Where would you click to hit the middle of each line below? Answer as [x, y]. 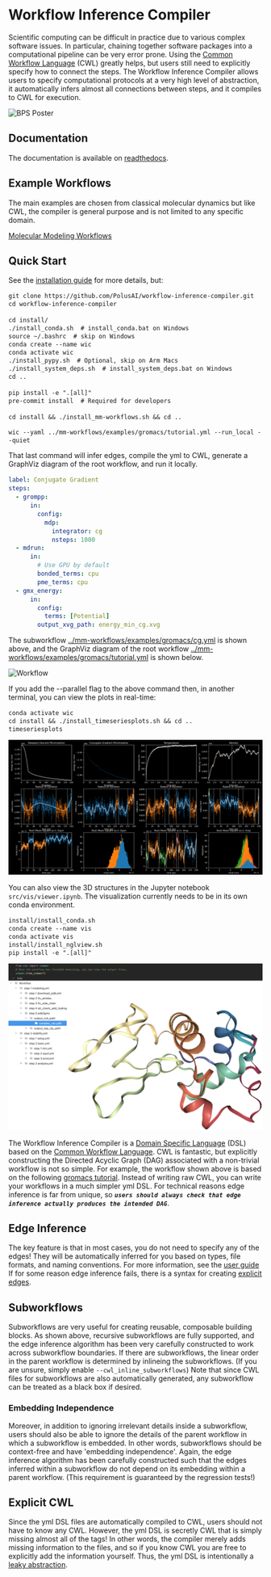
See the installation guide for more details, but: [86, 280]
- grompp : [32, 497]
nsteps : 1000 [73, 540]
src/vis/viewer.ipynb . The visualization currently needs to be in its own [128, 896]
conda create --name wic [50, 345]
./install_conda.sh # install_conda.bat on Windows [99, 329]
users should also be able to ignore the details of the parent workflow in [128, 1434]
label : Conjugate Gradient [54, 480]
